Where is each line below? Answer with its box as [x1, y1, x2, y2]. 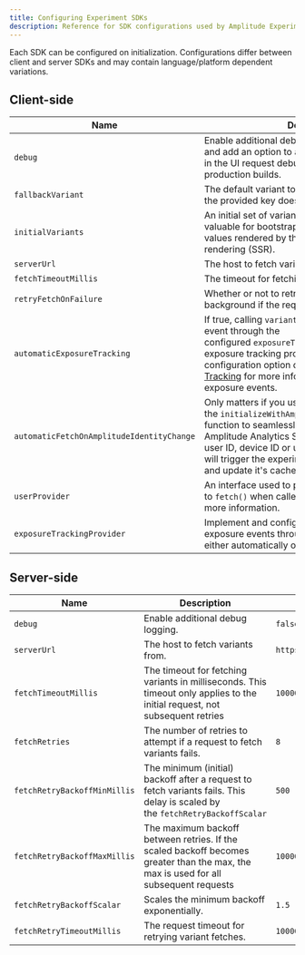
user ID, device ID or [203, 442, 291, 454]
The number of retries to [143, 725, 248, 737]
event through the [203, 325, 280, 337]
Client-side [9, 92, 74, 107]
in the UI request [203, 157, 275, 170]
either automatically [203, 539, 289, 551]
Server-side [9, 570, 79, 585]
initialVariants [14, 228, 84, 238]
